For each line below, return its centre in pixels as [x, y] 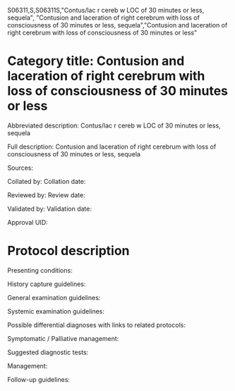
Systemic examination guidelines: [56, 311]
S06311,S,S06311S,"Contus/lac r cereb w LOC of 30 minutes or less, [106, 10]
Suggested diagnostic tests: [48, 352]
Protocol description [68, 251]
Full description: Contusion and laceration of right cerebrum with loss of [112, 147]
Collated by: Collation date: [47, 181]
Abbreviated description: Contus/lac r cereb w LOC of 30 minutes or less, [114, 125]
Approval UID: [28, 222]
